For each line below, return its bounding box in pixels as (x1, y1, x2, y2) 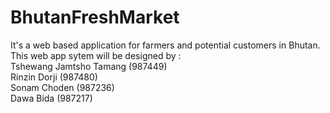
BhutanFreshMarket (10, 6, 180, 29)
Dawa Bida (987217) (10, 92, 93, 104)
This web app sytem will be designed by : (10, 49, 182, 61)
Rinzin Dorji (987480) (10, 71, 98, 83)
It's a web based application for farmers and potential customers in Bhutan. (10, 39, 321, 51)
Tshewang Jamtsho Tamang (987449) (10, 60, 168, 72)
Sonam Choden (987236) (10, 81, 115, 93)
